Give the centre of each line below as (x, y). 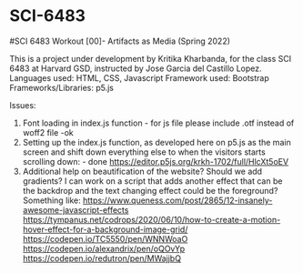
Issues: (23, 105)
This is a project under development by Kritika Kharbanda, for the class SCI (151, 58)
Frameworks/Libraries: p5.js (62, 87)
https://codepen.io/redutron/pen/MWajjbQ (102, 258)
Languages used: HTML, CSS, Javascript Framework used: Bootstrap (140, 77)
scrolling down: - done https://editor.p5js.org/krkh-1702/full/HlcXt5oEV (156, 161)
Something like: (51, 200)
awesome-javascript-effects (76, 209)
